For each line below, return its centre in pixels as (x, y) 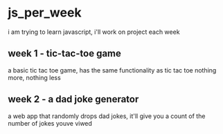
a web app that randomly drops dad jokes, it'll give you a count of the (107, 116)
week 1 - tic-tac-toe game (65, 54)
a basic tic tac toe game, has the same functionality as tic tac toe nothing (112, 70)
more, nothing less (34, 77)
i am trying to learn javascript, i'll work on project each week (94, 32)
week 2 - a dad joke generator (73, 99)
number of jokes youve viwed (50, 123)
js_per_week (45, 13)
